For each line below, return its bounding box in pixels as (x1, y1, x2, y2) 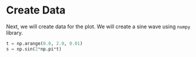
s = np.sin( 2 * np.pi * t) (6, 46, 62, 52)
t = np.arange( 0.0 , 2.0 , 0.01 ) (6, 41, 83, 46)
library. (6, 29, 24, 36)
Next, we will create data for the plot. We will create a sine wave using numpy (6, 23, 191, 30)
